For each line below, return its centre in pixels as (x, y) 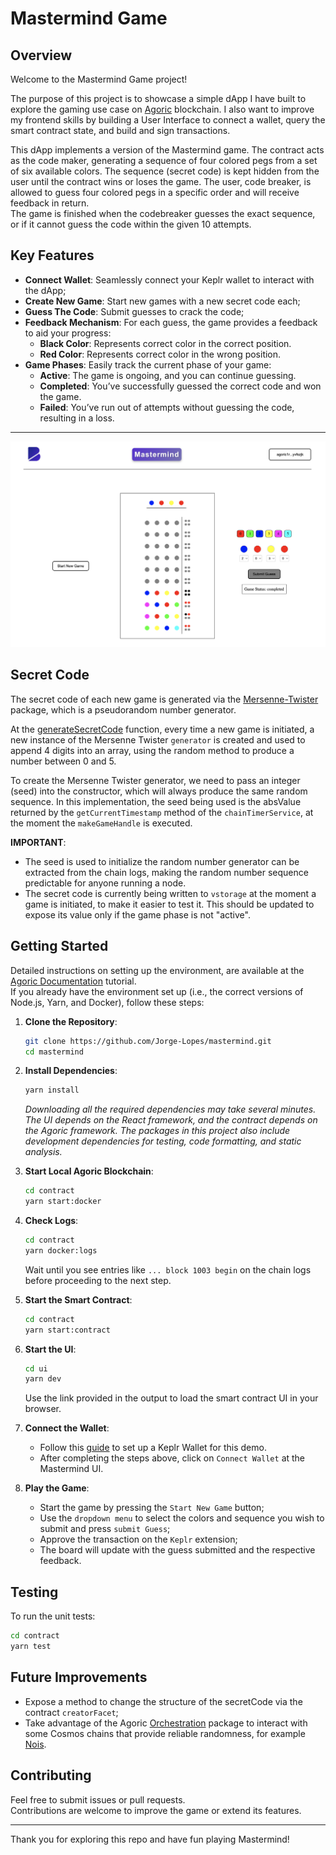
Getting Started (59, 946)
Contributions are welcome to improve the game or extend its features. (156, 1810)
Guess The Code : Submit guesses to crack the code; (134, 311)
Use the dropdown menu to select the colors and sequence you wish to (182, 1518)
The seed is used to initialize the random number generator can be (162, 861)
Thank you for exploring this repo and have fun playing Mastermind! (150, 1839)
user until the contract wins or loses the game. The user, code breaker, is (161, 181)
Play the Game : (57, 1488)
